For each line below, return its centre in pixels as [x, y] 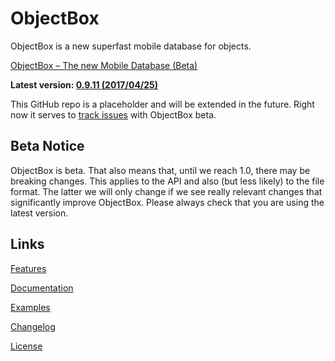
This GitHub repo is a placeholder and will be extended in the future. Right [162, 104]
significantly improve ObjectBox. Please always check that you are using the [167, 202]
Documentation [42, 288]
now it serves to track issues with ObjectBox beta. [113, 114]
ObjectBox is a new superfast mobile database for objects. [131, 46]
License [26, 346]
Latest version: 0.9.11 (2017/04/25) [84, 84]
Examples [30, 307]
